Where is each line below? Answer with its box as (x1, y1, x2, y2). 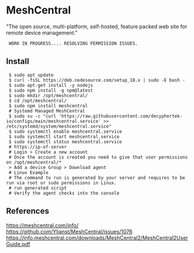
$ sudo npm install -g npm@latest (8, 87, 93, 93)
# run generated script (8, 185, 67, 191)
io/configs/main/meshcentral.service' (6, 118, 101, 124)
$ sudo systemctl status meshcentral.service (8, 139, 122, 144)
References (6, 206, 49, 216)
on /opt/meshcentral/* (6, 159, 62, 165)
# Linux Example (8, 170, 49, 176)
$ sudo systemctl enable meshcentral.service (8, 129, 122, 134)
